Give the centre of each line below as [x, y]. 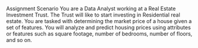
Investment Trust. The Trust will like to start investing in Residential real [93, 15]
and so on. [19, 40]
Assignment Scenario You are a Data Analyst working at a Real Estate [91, 9]
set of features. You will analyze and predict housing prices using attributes [99, 27]
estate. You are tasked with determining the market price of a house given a [99, 21]
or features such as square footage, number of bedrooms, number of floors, [99, 34]
